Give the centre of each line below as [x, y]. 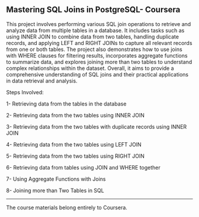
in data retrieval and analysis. [42, 81]
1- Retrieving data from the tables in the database [66, 104]
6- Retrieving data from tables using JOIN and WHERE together [84, 167]
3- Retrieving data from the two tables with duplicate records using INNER [97, 126]
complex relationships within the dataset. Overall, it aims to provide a [90, 68]
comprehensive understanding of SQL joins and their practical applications [97, 74]
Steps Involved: [25, 92]
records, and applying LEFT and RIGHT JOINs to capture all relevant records [99, 43]
